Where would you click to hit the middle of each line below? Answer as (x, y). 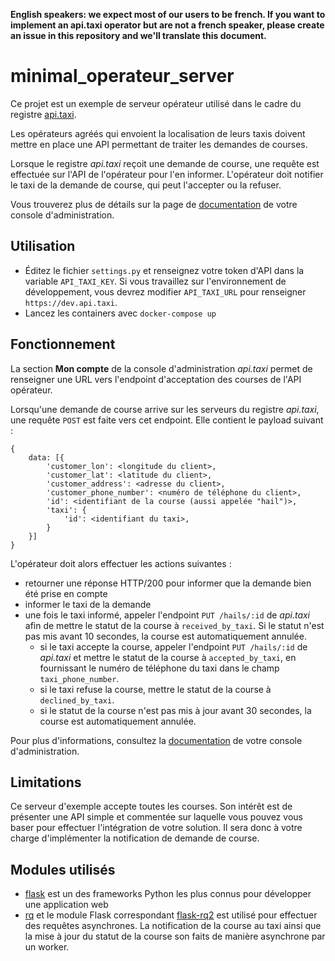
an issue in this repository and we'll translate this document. (138, 35)
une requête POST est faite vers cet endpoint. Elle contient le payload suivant (167, 420)
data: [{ (46, 457)
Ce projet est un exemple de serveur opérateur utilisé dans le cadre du (156, 103)
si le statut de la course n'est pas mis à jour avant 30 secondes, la (175, 710)
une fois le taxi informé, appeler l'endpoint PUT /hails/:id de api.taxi (167, 615)
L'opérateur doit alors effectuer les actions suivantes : (121, 563)
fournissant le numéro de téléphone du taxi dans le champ (159, 668)
